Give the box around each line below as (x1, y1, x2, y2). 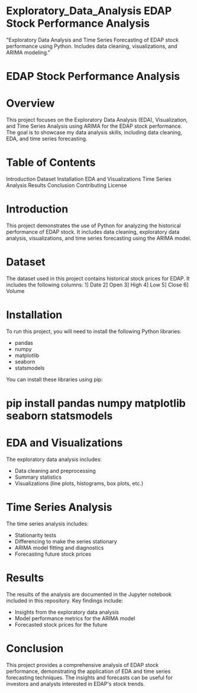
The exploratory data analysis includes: (6, 456, 102, 463)
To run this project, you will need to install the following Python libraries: (6, 327, 182, 335)
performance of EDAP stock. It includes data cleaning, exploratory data (6, 228, 180, 235)
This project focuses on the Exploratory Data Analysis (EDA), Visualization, (6, 117, 188, 124)
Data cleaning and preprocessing (14, 467, 96, 474)
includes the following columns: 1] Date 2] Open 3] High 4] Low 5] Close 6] (6, 281, 189, 288)
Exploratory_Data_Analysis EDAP (6, 4, 172, 18)
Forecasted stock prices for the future (14, 621, 108, 628)
